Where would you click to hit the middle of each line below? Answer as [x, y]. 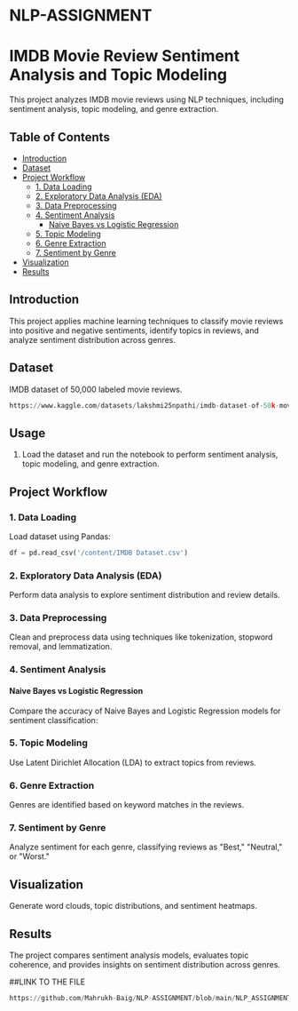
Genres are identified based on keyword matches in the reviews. [127, 805]
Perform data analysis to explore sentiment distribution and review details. [145, 595]
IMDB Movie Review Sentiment [125, 56]
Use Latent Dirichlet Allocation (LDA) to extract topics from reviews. [133, 762]
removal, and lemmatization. [61, 647]
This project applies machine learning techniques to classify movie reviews [146, 321]
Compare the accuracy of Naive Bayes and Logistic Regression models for [145, 711]
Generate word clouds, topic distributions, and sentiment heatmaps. [133, 906]
